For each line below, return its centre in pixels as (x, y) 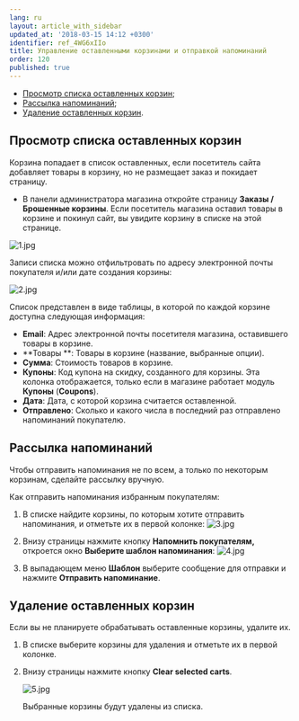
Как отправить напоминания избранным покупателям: (114, 496)
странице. (41, 227)
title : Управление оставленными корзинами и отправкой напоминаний (138, 51)
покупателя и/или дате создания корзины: (91, 271)
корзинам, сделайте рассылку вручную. (87, 479)
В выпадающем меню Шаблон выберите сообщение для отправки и (154, 568)
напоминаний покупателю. (74, 420)
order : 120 (30, 59)
